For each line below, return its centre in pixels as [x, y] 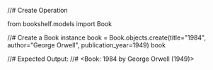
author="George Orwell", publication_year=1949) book [87, 45]
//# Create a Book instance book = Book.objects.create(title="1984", [107, 37]
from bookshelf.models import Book [59, 24]
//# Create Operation [38, 10]
